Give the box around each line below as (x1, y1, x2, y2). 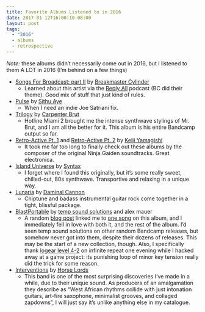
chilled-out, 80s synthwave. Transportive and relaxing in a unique (24, 175, 189, 183)
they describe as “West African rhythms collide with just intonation (24, 285, 192, 293)
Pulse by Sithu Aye (15, 97, 62, 104)
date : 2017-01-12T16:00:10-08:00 (6, 15, 92, 21)
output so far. (24, 129, 59, 137)
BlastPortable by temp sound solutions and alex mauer (15, 208, 153, 215)
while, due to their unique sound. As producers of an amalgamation (24, 279, 194, 286)
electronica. (24, 156, 55, 163)
